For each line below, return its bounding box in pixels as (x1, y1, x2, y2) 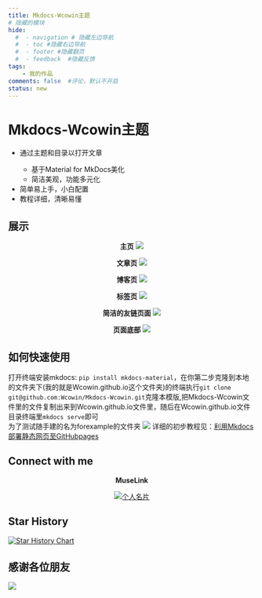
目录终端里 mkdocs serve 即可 (8, 411, 99, 421)
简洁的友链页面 (103, 308, 151, 318)
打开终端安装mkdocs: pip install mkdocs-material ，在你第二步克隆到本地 (8, 372, 249, 381)
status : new (8, 84, 47, 93)
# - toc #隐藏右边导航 (15, 41, 86, 49)
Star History (8, 515, 69, 528)
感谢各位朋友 (8, 560, 71, 574)
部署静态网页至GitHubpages (8, 431, 100, 440)
